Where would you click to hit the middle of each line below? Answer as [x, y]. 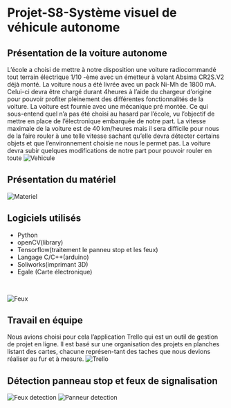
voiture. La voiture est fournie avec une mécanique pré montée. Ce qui [108, 106]
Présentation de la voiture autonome [87, 53]
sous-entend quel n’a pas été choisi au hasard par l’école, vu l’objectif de [111, 114]
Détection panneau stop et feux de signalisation [112, 381]
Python [27, 235]
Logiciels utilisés [44, 219]
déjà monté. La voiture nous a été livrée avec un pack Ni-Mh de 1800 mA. [112, 84]
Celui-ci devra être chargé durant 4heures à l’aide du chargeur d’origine [110, 92]
